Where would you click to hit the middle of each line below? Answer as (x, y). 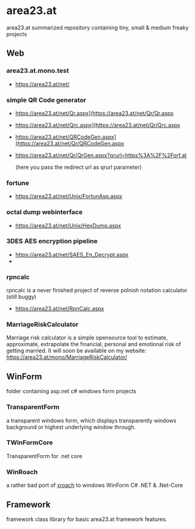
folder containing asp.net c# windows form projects (71, 391)
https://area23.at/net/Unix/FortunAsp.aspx (69, 196)
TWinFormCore (30, 443)
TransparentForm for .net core (44, 456)
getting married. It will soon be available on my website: (76, 351)
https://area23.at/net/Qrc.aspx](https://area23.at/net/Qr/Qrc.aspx (97, 125)
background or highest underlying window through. (71, 427)
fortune (18, 183)
